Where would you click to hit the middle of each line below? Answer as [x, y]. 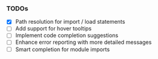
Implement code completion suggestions [66, 35]
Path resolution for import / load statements [70, 22]
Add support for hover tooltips [53, 29]
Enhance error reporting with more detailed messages [83, 42]
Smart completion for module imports [62, 49]
